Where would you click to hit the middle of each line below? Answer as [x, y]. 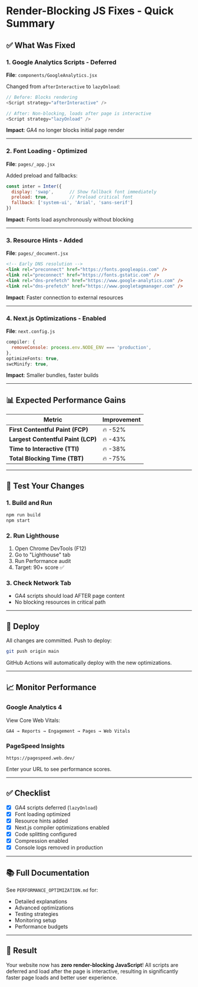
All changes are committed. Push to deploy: [59, 640]
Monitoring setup [35, 920]
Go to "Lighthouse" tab [42, 555]
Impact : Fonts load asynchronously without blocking [70, 219]
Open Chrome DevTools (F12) [50, 548]
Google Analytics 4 [34, 707]
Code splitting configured [46, 834]
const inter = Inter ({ [34, 186]
